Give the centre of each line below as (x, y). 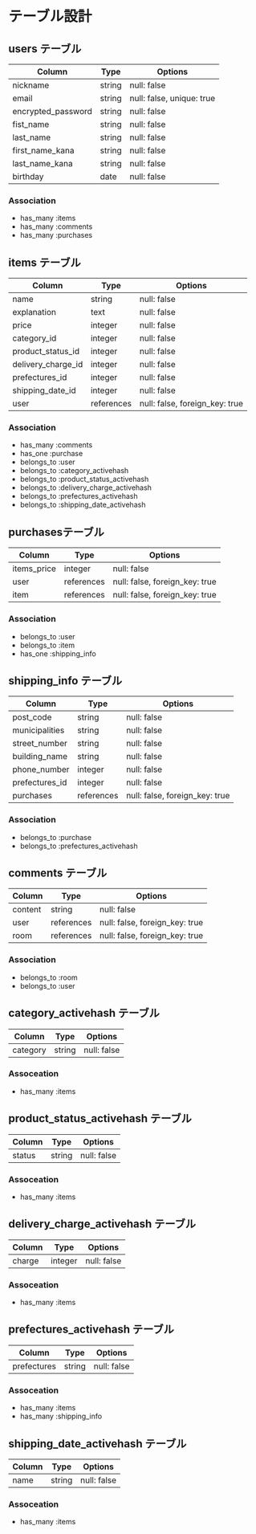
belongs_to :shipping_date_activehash (83, 505)
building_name (40, 757)
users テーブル (45, 49)
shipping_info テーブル (65, 681)
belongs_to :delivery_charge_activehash (86, 488)
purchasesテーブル (56, 532)
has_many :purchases (56, 235)
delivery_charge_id (48, 365)
